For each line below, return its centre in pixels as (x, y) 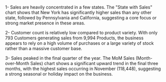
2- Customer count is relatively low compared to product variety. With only (81, 33)
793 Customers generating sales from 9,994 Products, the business (74, 38)
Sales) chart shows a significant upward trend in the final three (94, 63)
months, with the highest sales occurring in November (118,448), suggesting (83, 69)
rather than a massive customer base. (44, 48)
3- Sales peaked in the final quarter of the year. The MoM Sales (70, 58)
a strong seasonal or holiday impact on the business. (59, 74)
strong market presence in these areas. (45, 23)
